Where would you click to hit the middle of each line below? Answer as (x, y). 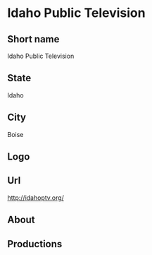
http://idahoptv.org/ (36, 197)
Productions (35, 244)
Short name (33, 39)
